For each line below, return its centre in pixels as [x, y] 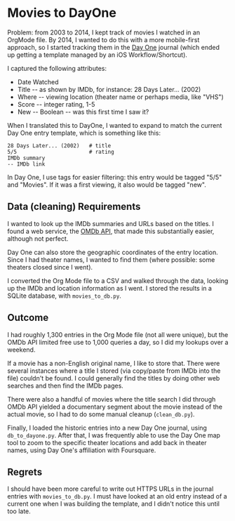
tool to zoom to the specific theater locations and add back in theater [107, 442]
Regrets [25, 472]
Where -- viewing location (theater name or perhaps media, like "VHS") [121, 97]
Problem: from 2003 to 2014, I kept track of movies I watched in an [104, 32]
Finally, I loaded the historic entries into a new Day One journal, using [107, 428]
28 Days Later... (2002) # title [59, 145]
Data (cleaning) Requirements [74, 207]
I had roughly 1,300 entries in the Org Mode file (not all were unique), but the [118, 334]
